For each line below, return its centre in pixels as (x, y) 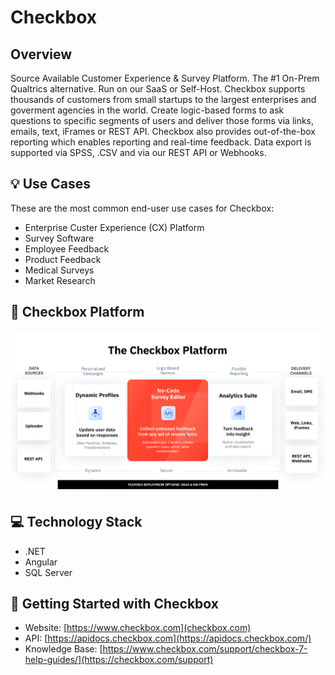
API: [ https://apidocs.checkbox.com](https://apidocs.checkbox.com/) (168, 638)
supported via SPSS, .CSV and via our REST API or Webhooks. (138, 152)
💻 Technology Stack (76, 522)
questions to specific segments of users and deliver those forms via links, (162, 120)
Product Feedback (63, 259)
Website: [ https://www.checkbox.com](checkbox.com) (138, 628)
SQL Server (48, 572)
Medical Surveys (59, 270)
